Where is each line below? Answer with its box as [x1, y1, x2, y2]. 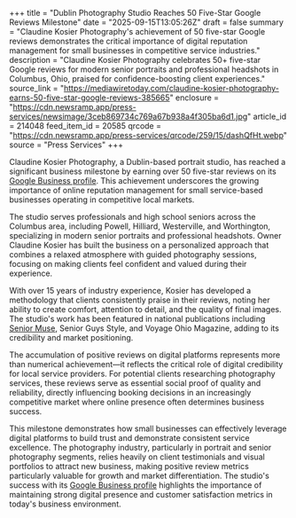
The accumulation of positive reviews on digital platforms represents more [9, 349, 281, 360]
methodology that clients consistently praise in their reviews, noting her [9, 294, 270, 305]
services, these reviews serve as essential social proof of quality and [9, 378, 261, 388]
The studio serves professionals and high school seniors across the [9, 212, 256, 222]
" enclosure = [169, 92, 220, 103]
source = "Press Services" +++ [9, 139, 124, 150]
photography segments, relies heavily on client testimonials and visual [9, 451, 266, 462]
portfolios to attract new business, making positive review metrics [9, 461, 250, 471]
